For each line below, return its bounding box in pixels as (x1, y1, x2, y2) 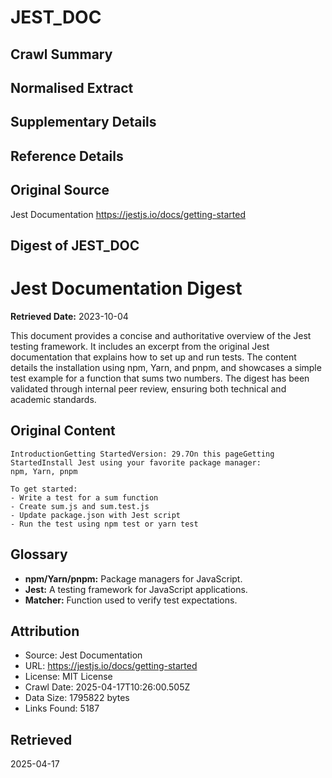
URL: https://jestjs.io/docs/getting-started (24, 660, 198, 672)
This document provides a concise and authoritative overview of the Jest (10, 329, 312, 341)
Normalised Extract (10, 79, 134, 96)
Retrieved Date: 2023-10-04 (10, 310, 129, 322)
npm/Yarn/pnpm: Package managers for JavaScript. (24, 572, 243, 585)
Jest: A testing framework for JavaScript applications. (24, 583, 248, 595)
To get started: (10, 484, 78, 494)
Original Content (10, 422, 116, 440)
